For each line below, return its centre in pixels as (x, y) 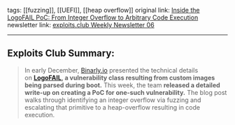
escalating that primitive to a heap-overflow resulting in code (112, 107)
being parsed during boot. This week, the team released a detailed (122, 85)
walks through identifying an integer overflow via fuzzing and (113, 100)
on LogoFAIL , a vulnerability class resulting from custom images (120, 78)
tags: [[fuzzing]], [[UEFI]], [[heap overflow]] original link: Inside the (104, 10)
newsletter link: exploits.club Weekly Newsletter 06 (81, 25)
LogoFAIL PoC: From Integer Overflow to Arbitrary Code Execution (103, 17)
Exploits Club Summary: (61, 53)
